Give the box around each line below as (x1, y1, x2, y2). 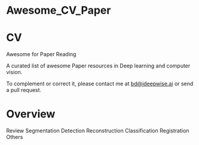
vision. (6, 69, 23, 76)
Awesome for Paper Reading (6, 51, 76, 58)
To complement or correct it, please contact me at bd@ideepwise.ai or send (6, 80, 194, 87)
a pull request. (6, 87, 42, 94)
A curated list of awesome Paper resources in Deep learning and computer (6, 62, 191, 69)
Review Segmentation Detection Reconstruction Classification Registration (6, 127, 189, 134)
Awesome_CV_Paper (6, 4, 111, 17)
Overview (6, 107, 56, 121)
